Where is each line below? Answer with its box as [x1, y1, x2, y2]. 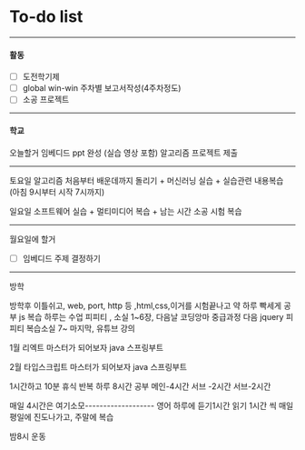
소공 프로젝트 [22, 94, 70, 105]
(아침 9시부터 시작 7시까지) [9, 186, 105, 197]
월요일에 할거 [9, 234, 56, 245]
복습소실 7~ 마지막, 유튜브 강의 [25, 323, 136, 334]
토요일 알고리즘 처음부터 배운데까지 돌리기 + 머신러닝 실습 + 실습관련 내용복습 [9, 175, 284, 185]
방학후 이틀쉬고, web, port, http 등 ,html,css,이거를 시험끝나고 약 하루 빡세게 [9, 300, 282, 311]
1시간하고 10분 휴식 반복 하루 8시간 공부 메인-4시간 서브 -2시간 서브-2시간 [9, 380, 271, 392]
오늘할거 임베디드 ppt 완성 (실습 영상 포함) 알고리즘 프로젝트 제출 [9, 147, 239, 158]
